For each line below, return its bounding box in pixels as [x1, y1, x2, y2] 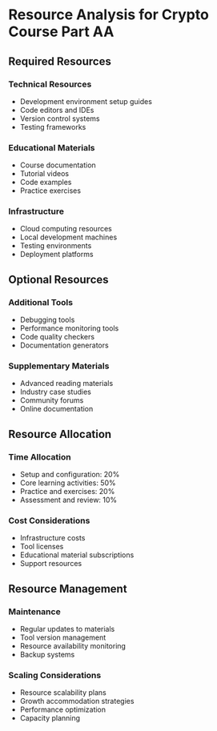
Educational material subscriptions [19, 550, 135, 560]
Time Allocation [8, 451, 71, 462]
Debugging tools [19, 315, 75, 325]
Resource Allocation [8, 427, 112, 441]
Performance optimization [19, 705, 106, 714]
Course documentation [19, 160, 96, 170]
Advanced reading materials [19, 379, 114, 388]
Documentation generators [19, 340, 110, 350]
